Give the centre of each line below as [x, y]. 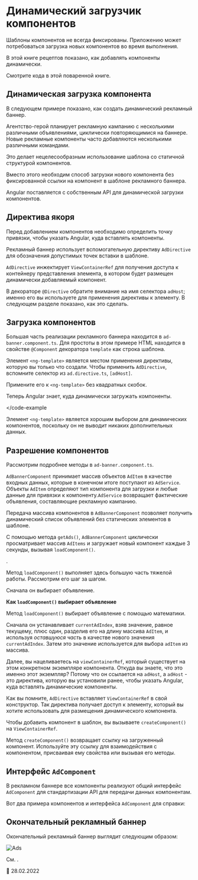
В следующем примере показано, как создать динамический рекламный [99, 109]
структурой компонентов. [39, 163]
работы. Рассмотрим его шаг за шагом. [56, 579]
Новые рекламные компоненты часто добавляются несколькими [89, 139]
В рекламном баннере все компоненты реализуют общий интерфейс [94, 786]
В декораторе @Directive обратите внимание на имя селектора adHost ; [96, 291]
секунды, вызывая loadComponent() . [51, 550]
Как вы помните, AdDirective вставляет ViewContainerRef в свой [87, 699]
